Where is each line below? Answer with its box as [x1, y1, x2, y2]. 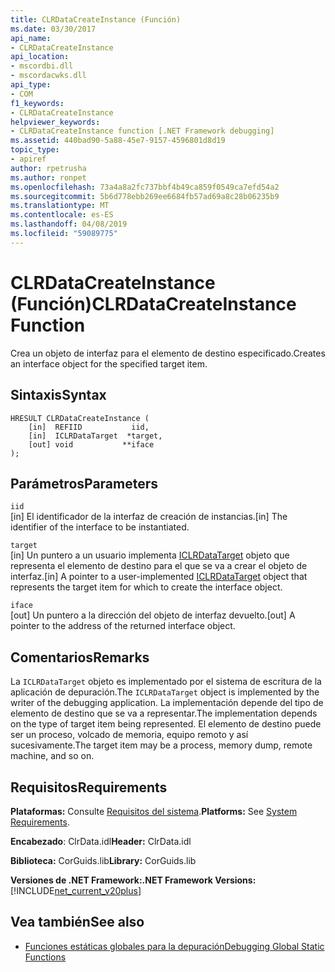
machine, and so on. [10, 750, 95, 762]
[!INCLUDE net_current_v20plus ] [10, 884, 142, 896]
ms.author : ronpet [10, 172, 87, 183]
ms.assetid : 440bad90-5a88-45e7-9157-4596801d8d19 [10, 136, 226, 146]
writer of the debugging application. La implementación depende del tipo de [10, 697, 324, 709]
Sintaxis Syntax [10, 387, 107, 404]
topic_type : [10, 145, 60, 155]
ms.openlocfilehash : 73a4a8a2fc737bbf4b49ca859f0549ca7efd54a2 [10, 182, 280, 192]
